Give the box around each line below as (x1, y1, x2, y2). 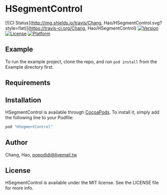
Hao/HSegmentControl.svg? (103, 20, 162, 26)
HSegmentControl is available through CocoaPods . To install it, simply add (5, 109, 160, 115)
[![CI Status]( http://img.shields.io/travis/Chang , (5, 20, 103, 26)
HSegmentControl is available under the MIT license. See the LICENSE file (5, 180, 159, 186)
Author (5, 138, 28, 147)
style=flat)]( (5, 25, 30, 31)
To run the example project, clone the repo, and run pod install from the (5, 59, 157, 65)
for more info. (5, 185, 34, 191)
